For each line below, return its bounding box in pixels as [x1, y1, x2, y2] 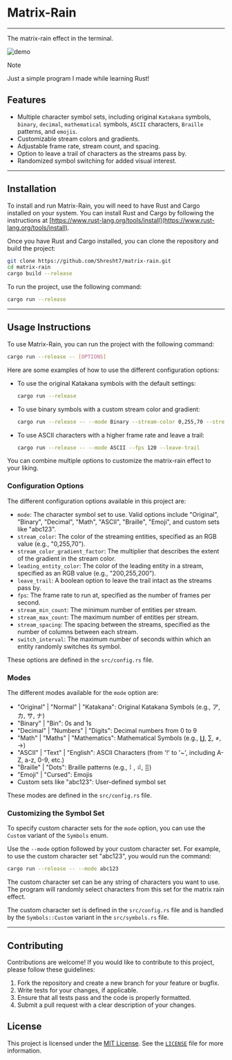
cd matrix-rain [7, 264, 51, 271]
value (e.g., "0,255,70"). [17, 540, 86, 548]
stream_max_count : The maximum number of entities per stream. [17, 613, 199, 621]
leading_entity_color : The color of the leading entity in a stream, [17, 561, 204, 570]
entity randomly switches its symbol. [17, 642, 122, 650]
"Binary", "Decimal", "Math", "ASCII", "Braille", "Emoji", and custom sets [17, 518, 220, 526]
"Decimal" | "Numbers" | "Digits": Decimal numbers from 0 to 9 [17, 726, 197, 734]
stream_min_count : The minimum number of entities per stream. [17, 605, 197, 614]
